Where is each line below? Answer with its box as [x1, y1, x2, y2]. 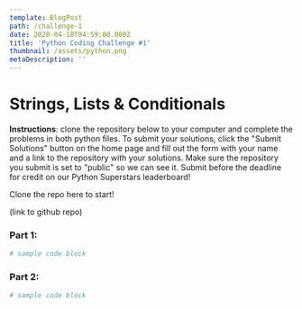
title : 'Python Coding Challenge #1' [9, 38, 151, 48]
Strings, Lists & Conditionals [9, 94, 226, 114]
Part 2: [9, 271, 40, 284]
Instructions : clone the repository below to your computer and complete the [9, 123, 293, 134]
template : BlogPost [9, 13, 83, 23]
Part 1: [9, 229, 38, 241]
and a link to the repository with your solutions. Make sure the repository [9, 152, 279, 163]
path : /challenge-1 [9, 22, 83, 31]
